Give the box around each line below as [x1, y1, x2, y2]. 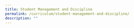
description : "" [5, 16, 38, 20]
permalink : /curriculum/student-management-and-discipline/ [5, 11, 130, 16]
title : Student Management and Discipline [5, 7, 93, 12]
